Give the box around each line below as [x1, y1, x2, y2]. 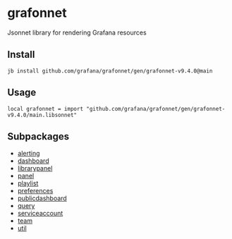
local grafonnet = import [7, 105, 83, 112]
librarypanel [17, 164, 53, 173]
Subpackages [7, 130, 69, 142]
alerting [17, 149, 40, 158]
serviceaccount [17, 209, 63, 218]
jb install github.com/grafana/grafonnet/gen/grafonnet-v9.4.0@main [7, 67, 213, 75]
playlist [17, 179, 39, 188]
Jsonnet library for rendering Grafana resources [7, 28, 147, 37]
